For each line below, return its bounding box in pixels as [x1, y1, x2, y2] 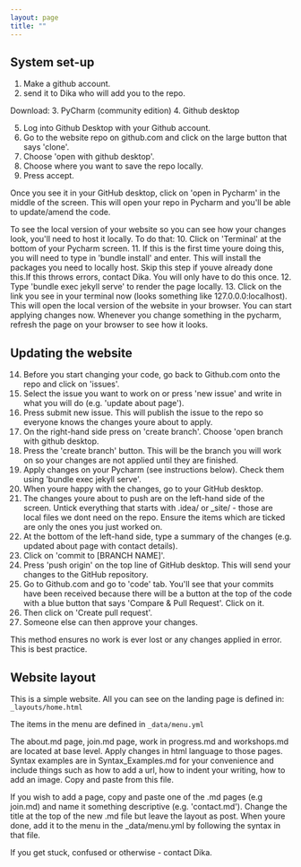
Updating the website [10, 345, 133, 360]
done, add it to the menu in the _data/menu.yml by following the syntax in [10, 819, 281, 830]
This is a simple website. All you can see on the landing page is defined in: [10, 693, 285, 704]
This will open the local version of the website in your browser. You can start [10, 300, 292, 311]
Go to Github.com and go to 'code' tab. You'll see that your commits [22, 579, 274, 590]
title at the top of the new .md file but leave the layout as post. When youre [10, 811, 286, 821]
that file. [10, 829, 41, 840]
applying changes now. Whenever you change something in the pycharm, [10, 310, 282, 321]
